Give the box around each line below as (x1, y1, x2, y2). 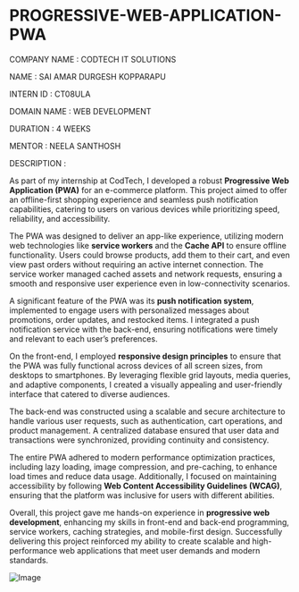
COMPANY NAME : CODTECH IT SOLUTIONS (9, 54, 177, 64)
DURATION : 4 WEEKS (9, 123, 91, 134)
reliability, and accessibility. (9, 213, 111, 224)
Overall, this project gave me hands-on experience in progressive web (9, 507, 270, 518)
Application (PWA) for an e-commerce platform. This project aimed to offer (9, 184, 287, 195)
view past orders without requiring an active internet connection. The (9, 258, 264, 269)
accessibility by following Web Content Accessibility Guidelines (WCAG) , (9, 480, 283, 491)
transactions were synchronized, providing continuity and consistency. (9, 435, 270, 445)
